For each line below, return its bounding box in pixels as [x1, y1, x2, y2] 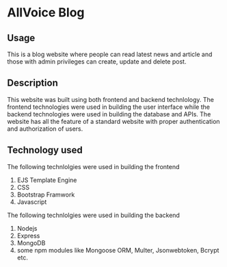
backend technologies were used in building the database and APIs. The [7, 110, 211, 118]
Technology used [7, 144, 83, 156]
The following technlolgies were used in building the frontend [7, 162, 180, 170]
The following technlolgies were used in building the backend [7, 211, 180, 219]
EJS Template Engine [16, 176, 77, 184]
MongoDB [16, 238, 46, 247]
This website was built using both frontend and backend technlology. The [7, 95, 214, 103]
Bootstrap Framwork [16, 190, 75, 199]
